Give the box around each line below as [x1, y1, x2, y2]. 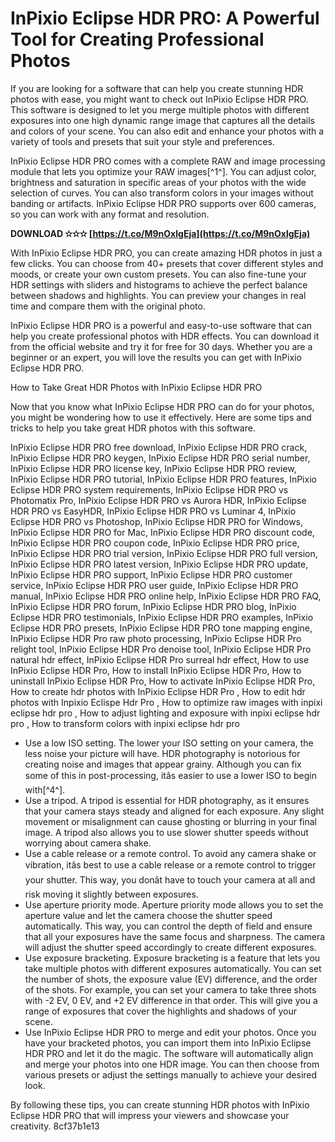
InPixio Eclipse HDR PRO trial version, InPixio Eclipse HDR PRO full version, [10, 547, 318, 559]
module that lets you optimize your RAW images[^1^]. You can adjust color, [10, 165, 317, 177]
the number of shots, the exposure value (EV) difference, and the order [24, 973, 318, 985]
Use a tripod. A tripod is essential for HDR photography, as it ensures [24, 794, 310, 806]
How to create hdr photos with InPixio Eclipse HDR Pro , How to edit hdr [10, 685, 306, 697]
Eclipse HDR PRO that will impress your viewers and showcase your [10, 1109, 290, 1121]
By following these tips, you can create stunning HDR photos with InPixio [10, 1098, 310, 1111]
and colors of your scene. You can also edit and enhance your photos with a [10, 125, 325, 137]
